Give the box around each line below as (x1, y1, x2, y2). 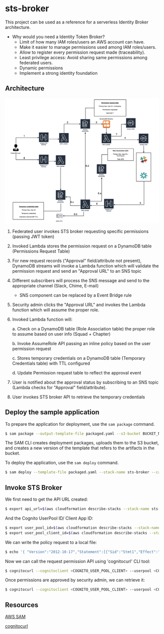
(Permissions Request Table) (12, 248, 70, 254)
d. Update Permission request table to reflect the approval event (12, 370, 142, 375)
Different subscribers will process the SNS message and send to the (12, 277, 150, 284)
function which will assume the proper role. (12, 306, 100, 313)
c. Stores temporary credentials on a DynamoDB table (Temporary (12, 355, 145, 361)
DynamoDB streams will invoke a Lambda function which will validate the (12, 262, 159, 269)
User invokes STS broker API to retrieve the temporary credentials (12, 394, 145, 400)
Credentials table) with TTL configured (12, 360, 90, 366)
